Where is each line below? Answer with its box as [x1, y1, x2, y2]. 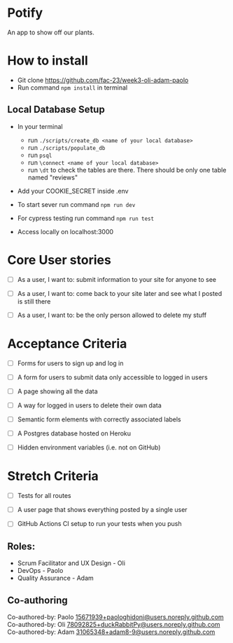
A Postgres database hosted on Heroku [17, 429, 132, 438]
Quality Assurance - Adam [17, 574, 94, 583]
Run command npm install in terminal [17, 83, 128, 92]
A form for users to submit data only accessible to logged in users [17, 373, 208, 381]
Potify [7, 5, 43, 21]
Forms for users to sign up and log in [17, 359, 124, 367]
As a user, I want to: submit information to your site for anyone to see [17, 275, 217, 283]
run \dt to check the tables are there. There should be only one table [27, 165, 227, 174]
